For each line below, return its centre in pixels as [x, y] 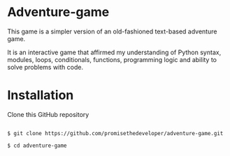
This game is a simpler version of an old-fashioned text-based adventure [112, 31]
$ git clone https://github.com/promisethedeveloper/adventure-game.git [115, 133]
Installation [41, 95]
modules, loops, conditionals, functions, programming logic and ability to [112, 59]
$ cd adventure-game [37, 146]
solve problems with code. [45, 67]
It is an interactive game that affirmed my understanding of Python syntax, [114, 52]
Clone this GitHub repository [48, 114]
